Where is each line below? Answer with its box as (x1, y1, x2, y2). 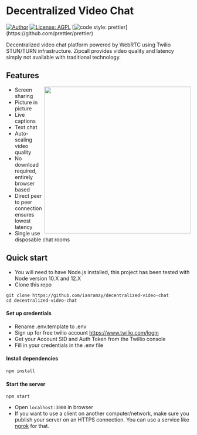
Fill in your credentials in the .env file (14, 342, 104, 349)
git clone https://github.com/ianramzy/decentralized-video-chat (6, 292, 169, 298)
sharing (14, 92, 33, 99)
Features (6, 70, 39, 80)
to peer (14, 198, 32, 205)
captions (14, 117, 36, 124)
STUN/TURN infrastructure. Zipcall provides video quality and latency (6, 47, 174, 54)
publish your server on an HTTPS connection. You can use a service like (14, 416, 189, 423)
